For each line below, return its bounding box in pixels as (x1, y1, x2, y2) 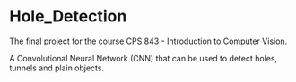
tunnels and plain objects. (9, 62, 105, 73)
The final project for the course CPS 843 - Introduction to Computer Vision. (9, 36, 288, 46)
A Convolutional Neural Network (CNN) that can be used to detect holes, (9, 53, 278, 63)
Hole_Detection (9, 6, 127, 27)
